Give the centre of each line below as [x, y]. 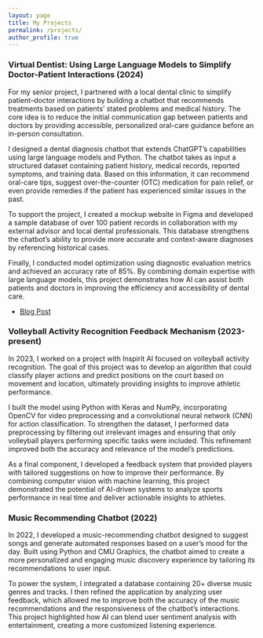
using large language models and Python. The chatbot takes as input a [122, 157]
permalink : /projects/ [45, 30]
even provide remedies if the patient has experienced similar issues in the [127, 190]
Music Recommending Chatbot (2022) [83, 518]
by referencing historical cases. [59, 247]
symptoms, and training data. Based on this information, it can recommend [129, 174]
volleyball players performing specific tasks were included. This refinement [130, 440]
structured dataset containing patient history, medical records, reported [124, 165]
